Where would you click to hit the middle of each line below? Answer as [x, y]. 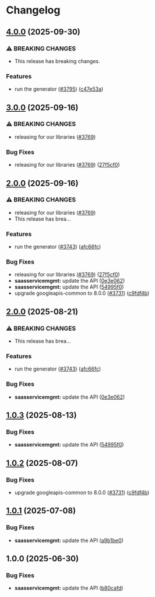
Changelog [33, 10]
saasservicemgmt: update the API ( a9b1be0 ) [69, 540]
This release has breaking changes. [57, 61]
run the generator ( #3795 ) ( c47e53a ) [59, 89]
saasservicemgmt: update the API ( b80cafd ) [69, 588]
